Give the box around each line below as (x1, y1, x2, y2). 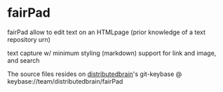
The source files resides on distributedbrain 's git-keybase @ (7, 70, 182, 78)
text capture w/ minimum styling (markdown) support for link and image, (7, 49, 217, 57)
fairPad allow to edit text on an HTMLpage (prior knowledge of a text (7, 28, 205, 36)
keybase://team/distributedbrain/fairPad (7, 77, 123, 85)
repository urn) (7, 35, 51, 43)
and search (7, 56, 40, 64)
